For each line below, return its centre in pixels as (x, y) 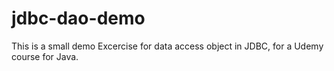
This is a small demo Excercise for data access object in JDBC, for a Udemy (167, 46)
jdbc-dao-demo (78, 18)
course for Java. (45, 56)
